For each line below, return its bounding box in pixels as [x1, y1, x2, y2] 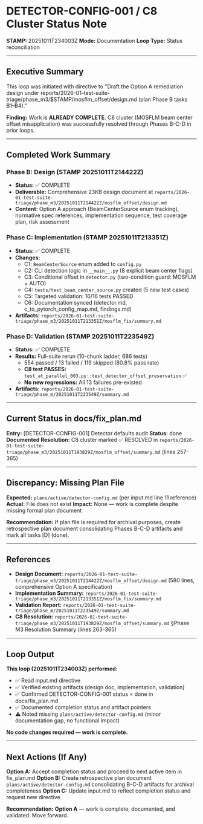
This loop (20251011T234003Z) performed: [6, 665, 118, 672]
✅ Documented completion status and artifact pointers [14, 704, 151, 711]
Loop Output [6, 649, 54, 660]
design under [6, 89, 39, 96]
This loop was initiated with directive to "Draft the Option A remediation [6, 83, 184, 90]
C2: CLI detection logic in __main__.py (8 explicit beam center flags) [24, 267, 193, 274]
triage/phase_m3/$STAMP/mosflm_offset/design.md [6, 96, 137, 103]
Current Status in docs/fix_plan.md [6, 414, 142, 424]
